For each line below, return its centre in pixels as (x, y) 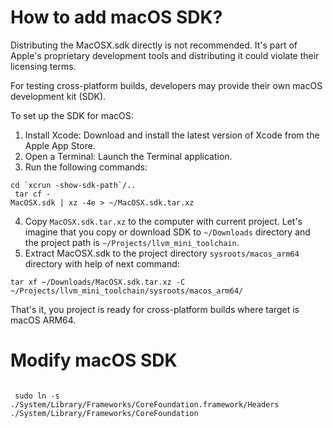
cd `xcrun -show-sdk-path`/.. (73, 185)
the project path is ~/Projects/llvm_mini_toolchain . (132, 242)
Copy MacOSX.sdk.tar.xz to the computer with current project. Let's (163, 221)
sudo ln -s (37, 396)
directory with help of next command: (102, 263)
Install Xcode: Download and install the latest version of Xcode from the (172, 135)
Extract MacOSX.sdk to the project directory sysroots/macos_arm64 (162, 253)
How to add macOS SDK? (116, 17)
